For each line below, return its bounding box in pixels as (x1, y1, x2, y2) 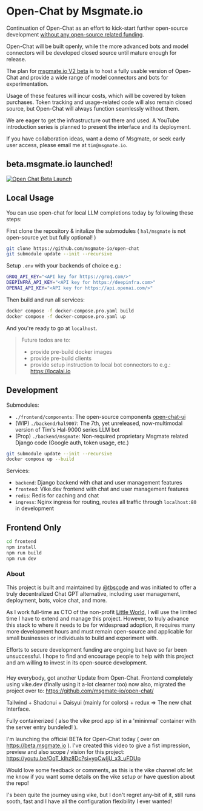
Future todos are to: (21, 336, 71, 343)
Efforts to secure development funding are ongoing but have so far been (6, 646, 187, 653)
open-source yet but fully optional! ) (6, 233, 96, 241)
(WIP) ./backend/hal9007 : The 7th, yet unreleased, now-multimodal (15, 419, 183, 427)
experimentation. (6, 80, 48, 88)
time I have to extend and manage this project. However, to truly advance (6, 615, 189, 622)
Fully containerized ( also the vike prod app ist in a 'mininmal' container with (6, 717, 196, 725)
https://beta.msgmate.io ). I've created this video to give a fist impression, (6, 742, 191, 749)
